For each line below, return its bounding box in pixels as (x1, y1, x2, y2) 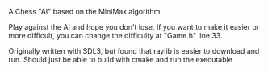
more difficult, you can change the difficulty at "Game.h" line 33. (8, 31, 224, 40)
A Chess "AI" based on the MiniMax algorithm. (8, 7, 163, 16)
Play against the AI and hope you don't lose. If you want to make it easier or (8, 22, 260, 31)
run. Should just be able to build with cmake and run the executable (8, 55, 232, 64)
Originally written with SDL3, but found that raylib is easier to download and (8, 46, 260, 55)
